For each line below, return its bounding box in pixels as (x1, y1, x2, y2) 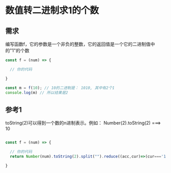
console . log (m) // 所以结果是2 (5, 90, 68, 95)
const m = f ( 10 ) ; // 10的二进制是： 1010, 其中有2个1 (5, 85, 115, 90)
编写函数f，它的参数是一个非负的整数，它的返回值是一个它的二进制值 (5, 41, 151, 47)
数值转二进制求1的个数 (5, 5, 99, 16)
